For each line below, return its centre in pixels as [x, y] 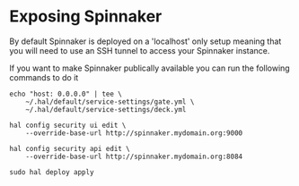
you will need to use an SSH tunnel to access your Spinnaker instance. [140, 50]
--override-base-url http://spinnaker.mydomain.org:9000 [134, 133]
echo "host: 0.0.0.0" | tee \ [66, 94]
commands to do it [44, 77]
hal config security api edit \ [70, 148]
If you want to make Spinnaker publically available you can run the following [149, 68]
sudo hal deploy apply [52, 172]
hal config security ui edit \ [68, 125]
